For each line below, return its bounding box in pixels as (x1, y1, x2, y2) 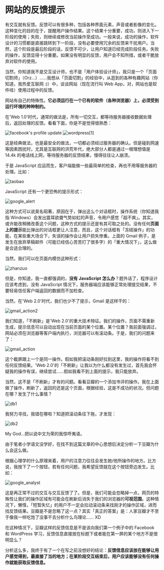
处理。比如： (5, 168, 31, 174)
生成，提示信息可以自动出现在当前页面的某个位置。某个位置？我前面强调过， (5, 324, 159, 330)
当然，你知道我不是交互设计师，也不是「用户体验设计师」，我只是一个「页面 (5, 68, 157, 74)
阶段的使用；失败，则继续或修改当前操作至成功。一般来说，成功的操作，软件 (5, 34, 159, 40)
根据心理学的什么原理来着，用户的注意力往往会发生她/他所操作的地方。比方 (5, 457, 157, 463)
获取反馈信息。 (18, 559, 48, 565)
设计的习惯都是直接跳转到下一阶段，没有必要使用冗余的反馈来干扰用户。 (5, 40, 150, 46)
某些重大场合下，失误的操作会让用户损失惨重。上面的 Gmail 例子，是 (18, 233, 156, 239)
